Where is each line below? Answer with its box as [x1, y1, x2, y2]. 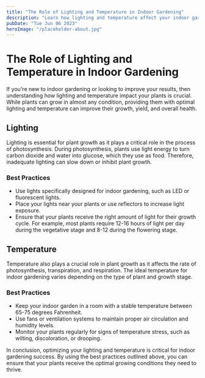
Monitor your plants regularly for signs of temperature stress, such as [15, 328, 190, 336]
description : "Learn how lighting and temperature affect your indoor [6, 15, 190, 21]
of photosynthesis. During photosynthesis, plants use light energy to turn [6, 145, 190, 153]
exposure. [15, 207, 41, 214]
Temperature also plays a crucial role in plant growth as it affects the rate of [6, 260, 196, 267]
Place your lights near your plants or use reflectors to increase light [15, 200, 185, 208]
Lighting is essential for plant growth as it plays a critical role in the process [6, 139, 196, 146]
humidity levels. [15, 322, 55, 329]
